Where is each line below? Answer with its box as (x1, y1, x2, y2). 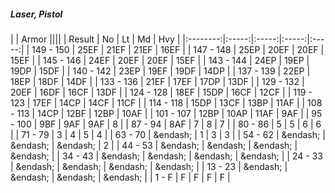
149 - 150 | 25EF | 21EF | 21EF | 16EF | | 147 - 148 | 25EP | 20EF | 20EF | (31, 43, 325, 55)
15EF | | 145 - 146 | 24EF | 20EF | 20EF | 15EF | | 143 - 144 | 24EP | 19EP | (10, 54, 310, 66)
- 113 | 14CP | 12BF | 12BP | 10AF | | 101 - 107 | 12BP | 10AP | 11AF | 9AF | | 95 (10, 107, 323, 119)
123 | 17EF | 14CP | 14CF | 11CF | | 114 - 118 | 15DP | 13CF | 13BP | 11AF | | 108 (10, 96, 323, 109)
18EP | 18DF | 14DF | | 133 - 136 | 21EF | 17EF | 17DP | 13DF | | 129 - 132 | (10, 75, 305, 87)
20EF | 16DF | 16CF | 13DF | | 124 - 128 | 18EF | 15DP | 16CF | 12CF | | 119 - (10, 86, 313, 98)
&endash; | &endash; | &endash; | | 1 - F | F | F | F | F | (10, 171, 231, 183)
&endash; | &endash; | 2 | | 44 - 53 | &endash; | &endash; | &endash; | (10, 139, 298, 151)
